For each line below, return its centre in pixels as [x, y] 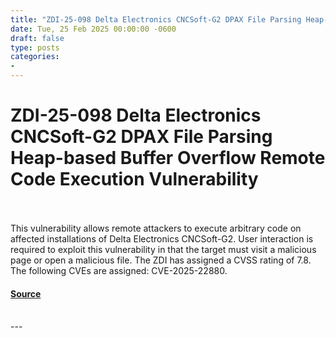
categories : [35, 57]
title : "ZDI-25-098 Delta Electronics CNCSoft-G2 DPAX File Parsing [156, 19]
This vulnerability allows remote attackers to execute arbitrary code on [156, 228]
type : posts [35, 47]
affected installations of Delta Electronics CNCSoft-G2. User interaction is [162, 238]
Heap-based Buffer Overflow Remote [168, 158]
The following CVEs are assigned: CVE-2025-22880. [119, 270]
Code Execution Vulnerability [134, 179]
